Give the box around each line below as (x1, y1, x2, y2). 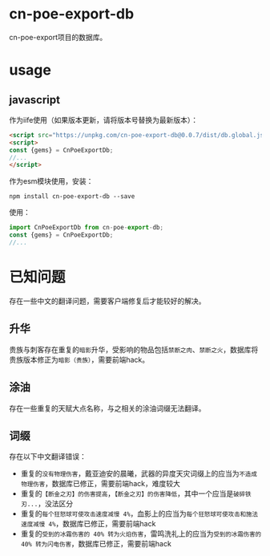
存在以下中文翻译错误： (9, 452, 87, 461)
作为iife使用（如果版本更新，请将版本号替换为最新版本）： (9, 115, 199, 124)
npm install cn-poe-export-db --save (9, 193, 135, 201)
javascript (9, 93, 61, 107)
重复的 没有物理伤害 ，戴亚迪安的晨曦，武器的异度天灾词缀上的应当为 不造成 (20, 469, 257, 478)
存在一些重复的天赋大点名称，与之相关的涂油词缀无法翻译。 (9, 403, 206, 413)
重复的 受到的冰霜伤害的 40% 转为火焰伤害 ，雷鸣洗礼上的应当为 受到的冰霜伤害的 (20, 529, 262, 538)
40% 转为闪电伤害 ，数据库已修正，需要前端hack (20, 539, 171, 549)
